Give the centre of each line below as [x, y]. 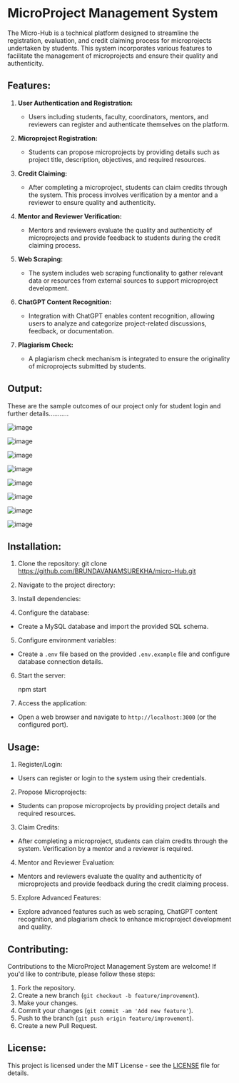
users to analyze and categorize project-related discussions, [117, 323]
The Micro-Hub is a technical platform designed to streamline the [103, 33]
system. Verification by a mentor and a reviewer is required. [106, 849]
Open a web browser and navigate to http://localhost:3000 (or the [117, 717]
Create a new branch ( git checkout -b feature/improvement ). [108, 995]
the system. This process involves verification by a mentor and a [123, 195]
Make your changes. [48, 1003]
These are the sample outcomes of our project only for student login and [114, 406]
